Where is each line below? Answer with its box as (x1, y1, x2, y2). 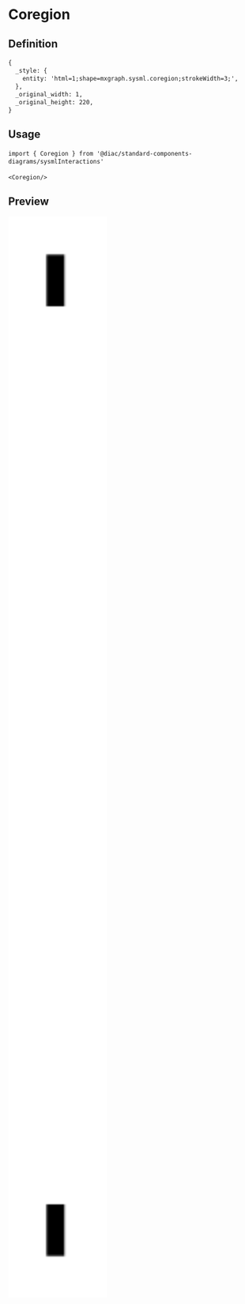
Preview (8, 195, 50, 209)
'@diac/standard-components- (96, 149, 193, 157)
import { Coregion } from (8, 149, 93, 157)
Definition (8, 37, 58, 51)
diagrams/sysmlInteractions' (8, 157, 104, 165)
